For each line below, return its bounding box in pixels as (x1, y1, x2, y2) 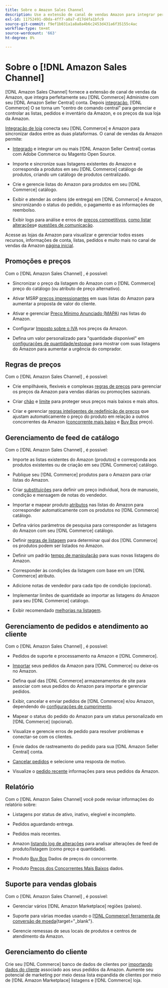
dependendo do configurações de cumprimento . (12, 703, 113, 709)
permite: (5, 136, 22, 142)
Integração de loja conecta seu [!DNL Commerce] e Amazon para (5, 125, 140, 131)
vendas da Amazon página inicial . (5, 242, 74, 248)
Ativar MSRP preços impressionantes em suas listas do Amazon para (12, 295, 155, 301)
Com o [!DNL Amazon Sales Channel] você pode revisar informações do (5, 796, 154, 802)
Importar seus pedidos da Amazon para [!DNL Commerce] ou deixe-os (12, 663, 158, 669)
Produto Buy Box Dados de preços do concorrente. (12, 855, 118, 861)
